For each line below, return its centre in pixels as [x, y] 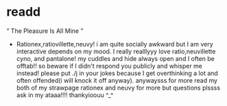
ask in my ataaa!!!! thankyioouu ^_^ [65, 95]
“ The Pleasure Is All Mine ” [45, 31]
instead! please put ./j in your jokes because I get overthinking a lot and [117, 73]
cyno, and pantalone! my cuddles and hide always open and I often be [116, 58]
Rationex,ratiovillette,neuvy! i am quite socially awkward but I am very [115, 44]
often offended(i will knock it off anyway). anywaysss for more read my [117, 80]
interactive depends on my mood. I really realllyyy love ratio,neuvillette [116, 51]
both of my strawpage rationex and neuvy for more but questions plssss [118, 88]
